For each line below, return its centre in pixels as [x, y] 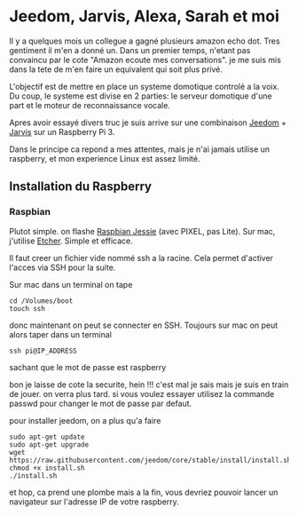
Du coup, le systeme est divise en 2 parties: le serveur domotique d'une [141, 96]
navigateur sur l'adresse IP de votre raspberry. [94, 501]
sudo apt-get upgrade [49, 445]
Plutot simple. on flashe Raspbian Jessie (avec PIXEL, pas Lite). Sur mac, [142, 231]
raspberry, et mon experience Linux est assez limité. [105, 158]
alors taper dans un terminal [61, 334]
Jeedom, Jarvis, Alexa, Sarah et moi [144, 16]
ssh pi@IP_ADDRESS [43, 351]
